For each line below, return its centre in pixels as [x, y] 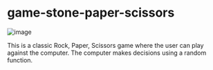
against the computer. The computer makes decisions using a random [107, 53]
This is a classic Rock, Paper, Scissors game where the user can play [105, 45]
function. [20, 60]
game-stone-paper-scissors [91, 13]
